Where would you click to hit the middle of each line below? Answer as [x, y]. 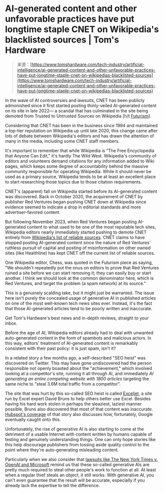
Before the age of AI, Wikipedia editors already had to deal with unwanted [79, 333]
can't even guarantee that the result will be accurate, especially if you [75, 480]
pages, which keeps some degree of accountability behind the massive [77, 166]
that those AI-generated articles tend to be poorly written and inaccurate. [79, 308]
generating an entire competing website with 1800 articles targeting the [77, 379]
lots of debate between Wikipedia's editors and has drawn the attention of [80, 136]
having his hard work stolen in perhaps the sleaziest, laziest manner [73, 404]
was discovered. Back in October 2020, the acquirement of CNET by [74, 196]
